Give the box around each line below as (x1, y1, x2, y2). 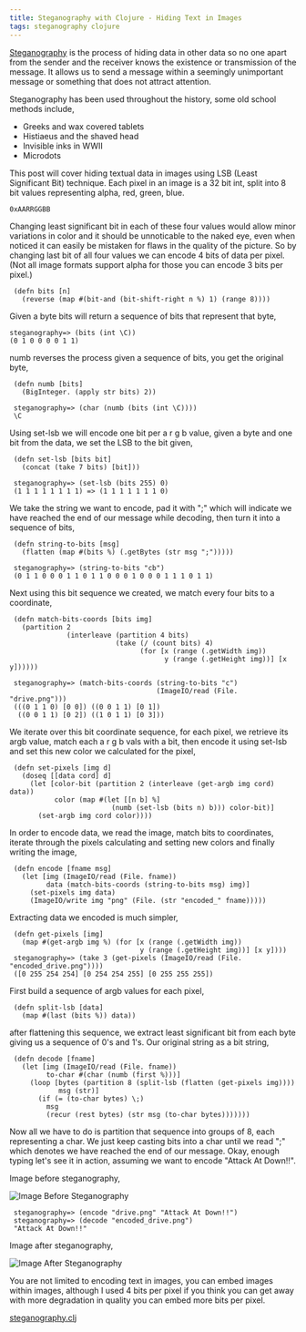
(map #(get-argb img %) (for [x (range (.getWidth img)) (21, 938, 243, 947)
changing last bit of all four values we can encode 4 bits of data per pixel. (9, 250, 285, 261)
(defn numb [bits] (13, 379, 84, 388)
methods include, (9, 103, 75, 114)
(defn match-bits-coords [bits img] (13, 614, 153, 624)
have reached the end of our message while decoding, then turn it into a (9, 512, 280, 523)
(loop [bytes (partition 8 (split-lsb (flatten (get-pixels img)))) (29, 1078, 296, 1087)
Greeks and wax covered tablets (22, 120, 145, 132)
